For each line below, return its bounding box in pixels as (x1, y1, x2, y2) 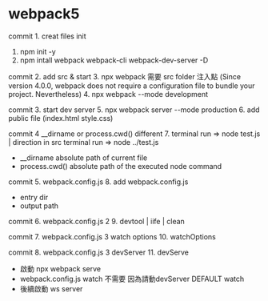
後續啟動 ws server (19, 283, 83, 293)
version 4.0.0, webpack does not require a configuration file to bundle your (8, 81, 255, 90)
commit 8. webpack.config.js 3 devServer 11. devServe (8, 247, 190, 257)
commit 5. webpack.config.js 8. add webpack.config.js (8, 177, 189, 187)
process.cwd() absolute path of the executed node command (19, 161, 222, 171)
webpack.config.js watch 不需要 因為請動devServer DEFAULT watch (19, 274, 245, 283)
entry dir (19, 192, 49, 202)
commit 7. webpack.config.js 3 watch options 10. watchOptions (8, 231, 216, 241)
